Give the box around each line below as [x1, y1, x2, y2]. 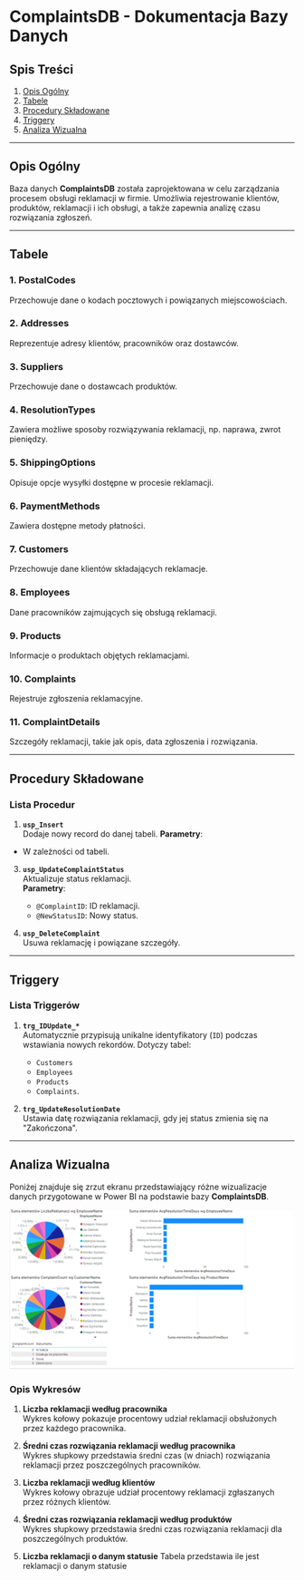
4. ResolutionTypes [9, 403, 96, 416]
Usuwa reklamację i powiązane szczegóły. [22, 937, 181, 948]
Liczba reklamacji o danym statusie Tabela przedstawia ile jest [22, 1551, 260, 1562]
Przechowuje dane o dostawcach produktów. [9, 381, 178, 392]
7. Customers [9, 542, 70, 555]
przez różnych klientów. [22, 1497, 111, 1507]
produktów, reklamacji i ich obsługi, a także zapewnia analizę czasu [9, 202, 261, 213]
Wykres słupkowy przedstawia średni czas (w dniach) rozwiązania [22, 1450, 271, 1461]
